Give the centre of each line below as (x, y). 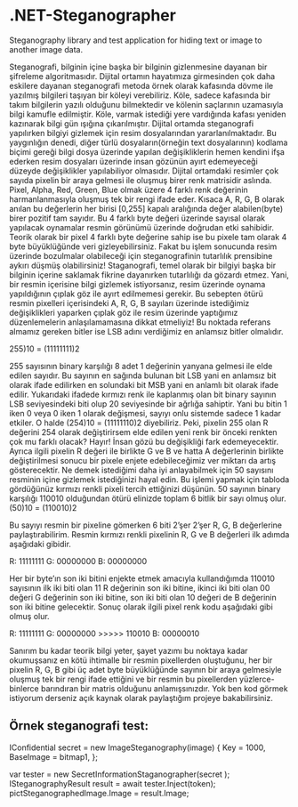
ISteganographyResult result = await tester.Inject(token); (113, 783)
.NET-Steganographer (93, 16)
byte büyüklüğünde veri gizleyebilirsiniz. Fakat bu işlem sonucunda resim (143, 246)
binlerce (24, 688)
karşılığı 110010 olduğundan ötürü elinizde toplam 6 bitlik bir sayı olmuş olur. (148, 498)
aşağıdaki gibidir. (40, 544)
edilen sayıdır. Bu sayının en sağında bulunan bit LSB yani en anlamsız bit (143, 375)
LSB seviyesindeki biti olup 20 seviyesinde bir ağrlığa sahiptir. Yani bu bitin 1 (148, 403)
